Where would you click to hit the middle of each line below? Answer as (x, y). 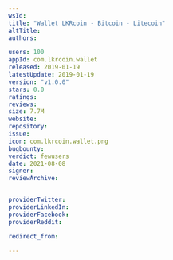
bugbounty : (26, 148)
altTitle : (25, 30)
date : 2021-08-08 (37, 163)
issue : (19, 134)
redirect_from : (33, 236)
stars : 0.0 (26, 89)
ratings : (23, 97)
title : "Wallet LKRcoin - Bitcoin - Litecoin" (87, 23)
